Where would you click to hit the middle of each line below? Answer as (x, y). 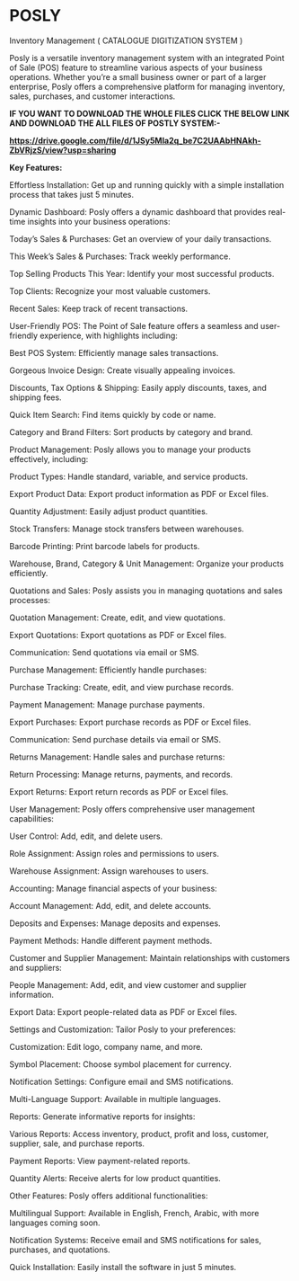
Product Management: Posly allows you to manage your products (130, 449)
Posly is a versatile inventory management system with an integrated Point (147, 58)
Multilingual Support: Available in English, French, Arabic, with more (134, 1213)
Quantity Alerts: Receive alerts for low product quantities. (115, 1178)
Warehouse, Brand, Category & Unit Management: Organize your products (147, 564)
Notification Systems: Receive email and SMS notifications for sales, (136, 1240)
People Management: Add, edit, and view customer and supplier (128, 984)
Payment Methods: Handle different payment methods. (111, 940)
